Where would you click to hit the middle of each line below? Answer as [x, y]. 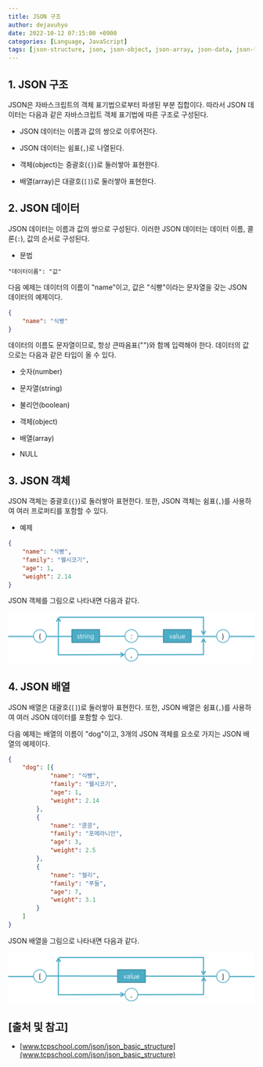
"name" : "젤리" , [75, 875]
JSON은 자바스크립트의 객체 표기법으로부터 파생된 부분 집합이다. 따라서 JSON [127, 104]
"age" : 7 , [66, 892]
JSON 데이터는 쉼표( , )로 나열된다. [72, 147]
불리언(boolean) [45, 405]
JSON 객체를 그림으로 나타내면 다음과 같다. [74, 601]
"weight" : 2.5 [73, 850]
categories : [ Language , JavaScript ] [68, 42]
